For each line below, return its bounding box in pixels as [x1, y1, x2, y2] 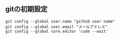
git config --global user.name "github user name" [5, 18, 115, 24]
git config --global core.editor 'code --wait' [5, 29, 109, 34]
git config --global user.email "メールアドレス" [5, 24, 108, 29]
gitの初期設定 [5, 5, 47, 14]
